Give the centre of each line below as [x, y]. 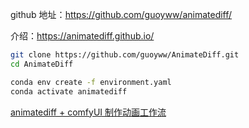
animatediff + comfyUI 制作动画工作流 [88, 112]
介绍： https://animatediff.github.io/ [82, 36]
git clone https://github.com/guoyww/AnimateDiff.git [125, 55]
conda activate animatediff [69, 91]
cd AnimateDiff [42, 64]
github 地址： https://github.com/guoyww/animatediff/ [121, 14]
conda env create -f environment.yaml [91, 82]
